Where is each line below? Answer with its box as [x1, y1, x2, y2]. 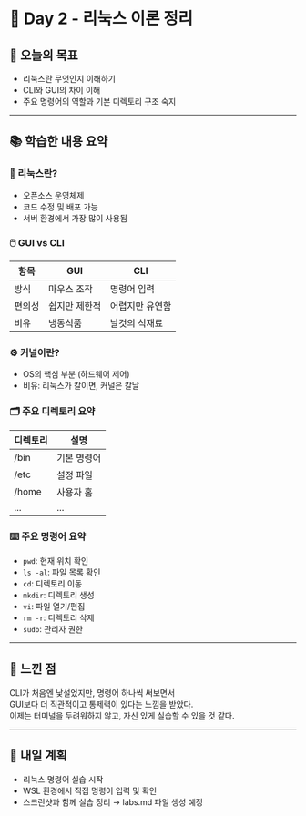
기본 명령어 [56, 452, 102, 464]
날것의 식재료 [109, 316, 164, 329]
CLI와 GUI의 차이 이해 [22, 85, 101, 96]
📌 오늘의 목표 [9, 47, 79, 63]
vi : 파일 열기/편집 [22, 600, 86, 611]
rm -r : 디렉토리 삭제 [22, 612, 95, 623]
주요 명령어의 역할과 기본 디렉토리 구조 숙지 [22, 97, 177, 107]
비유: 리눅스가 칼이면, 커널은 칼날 [22, 380, 139, 392]
